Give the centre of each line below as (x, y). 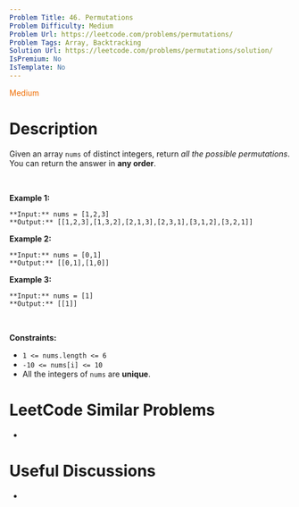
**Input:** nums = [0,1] (55, 255)
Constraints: (33, 337)
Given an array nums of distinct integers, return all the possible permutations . (149, 154)
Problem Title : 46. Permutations (71, 17)
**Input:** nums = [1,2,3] (59, 214)
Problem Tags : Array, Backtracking (75, 42)
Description (54, 129)
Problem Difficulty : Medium (62, 26)
